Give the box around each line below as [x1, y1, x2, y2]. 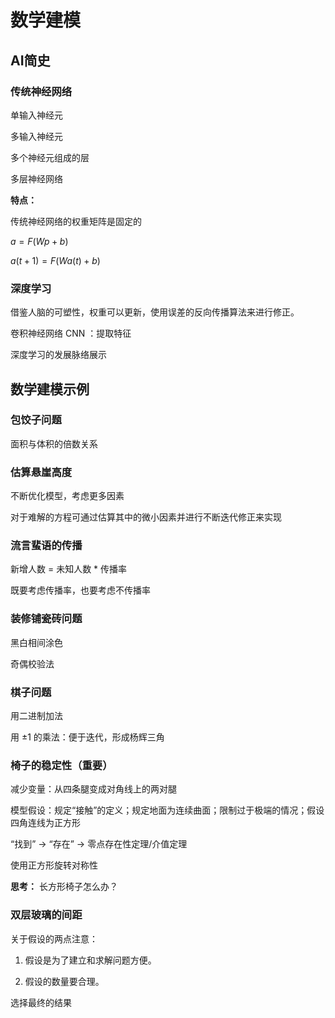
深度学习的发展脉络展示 [10, 349, 107, 361]
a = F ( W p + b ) [10, 235, 69, 247]
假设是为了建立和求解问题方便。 [24, 954, 157, 966]
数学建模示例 [10, 381, 90, 398]
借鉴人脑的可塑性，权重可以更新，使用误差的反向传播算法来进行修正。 [10, 306, 300, 318]
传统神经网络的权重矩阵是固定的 [10, 215, 142, 227]
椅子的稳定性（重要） [10, 758, 113, 772]
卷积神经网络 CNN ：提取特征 [10, 327, 132, 340]
